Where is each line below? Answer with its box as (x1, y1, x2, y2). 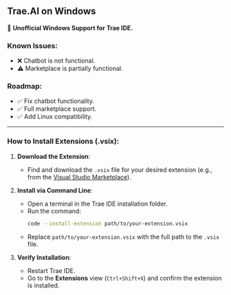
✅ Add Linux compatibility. (16, 113, 93, 121)
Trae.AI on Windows (7, 6, 96, 17)
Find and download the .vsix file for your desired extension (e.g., (27, 165, 213, 174)
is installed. (27, 281, 60, 289)
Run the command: (27, 206, 81, 215)
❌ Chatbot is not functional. (16, 56, 96, 65)
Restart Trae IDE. (27, 266, 76, 274)
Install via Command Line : (16, 186, 93, 195)
